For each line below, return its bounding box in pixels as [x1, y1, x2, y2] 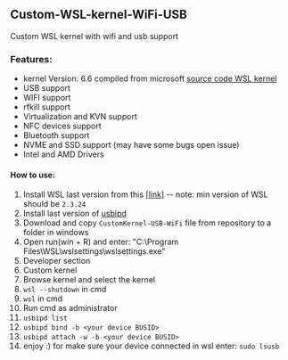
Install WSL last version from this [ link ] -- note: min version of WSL [22, 189, 268, 200]
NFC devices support [22, 120, 102, 132]
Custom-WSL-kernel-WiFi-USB [10, 7, 188, 22]
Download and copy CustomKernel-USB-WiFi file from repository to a [22, 217, 272, 228]
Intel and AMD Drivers [22, 149, 105, 160]
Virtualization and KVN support [22, 111, 137, 122]
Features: [10, 53, 53, 65]
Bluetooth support [22, 130, 90, 141]
